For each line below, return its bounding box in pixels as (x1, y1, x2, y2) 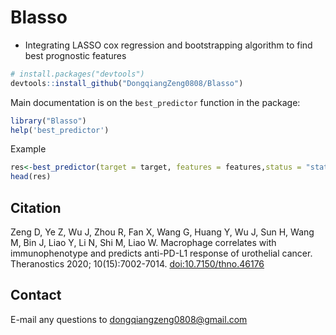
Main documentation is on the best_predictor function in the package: (10, 96, 301, 108)
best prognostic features (24, 49, 127, 61)
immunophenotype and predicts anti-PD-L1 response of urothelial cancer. (10, 247, 313, 259)
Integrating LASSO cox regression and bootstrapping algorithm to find (24, 39, 313, 51)
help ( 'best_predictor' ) (10, 125, 110, 135)
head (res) (10, 172, 52, 182)
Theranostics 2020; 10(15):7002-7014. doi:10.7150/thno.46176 (10, 258, 265, 270)
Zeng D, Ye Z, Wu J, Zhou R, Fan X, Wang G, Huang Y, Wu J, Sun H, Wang (10, 226, 315, 238)
